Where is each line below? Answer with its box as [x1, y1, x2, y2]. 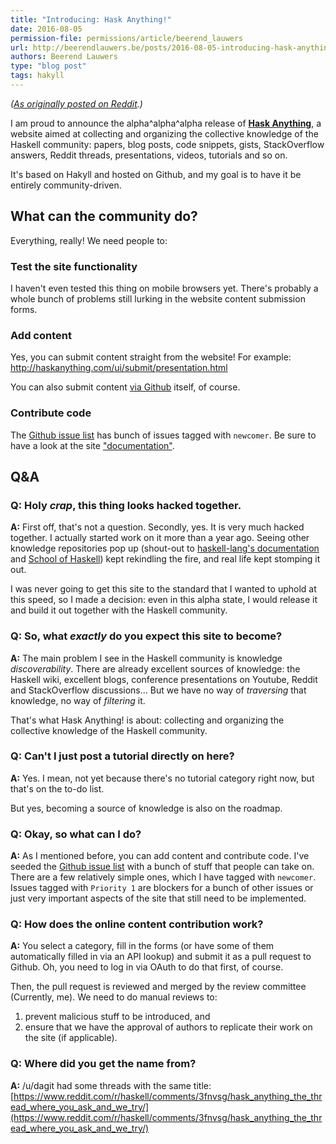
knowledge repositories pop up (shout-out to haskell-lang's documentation [10, 542, 320, 555]
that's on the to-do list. [10, 782, 105, 795]
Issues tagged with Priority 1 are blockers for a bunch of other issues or [10, 882, 314, 894]
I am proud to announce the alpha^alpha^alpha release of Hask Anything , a [10, 117, 322, 129]
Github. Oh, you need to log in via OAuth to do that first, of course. [10, 961, 284, 973]
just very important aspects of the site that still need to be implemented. [10, 892, 307, 905]
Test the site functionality [10, 259, 138, 273]
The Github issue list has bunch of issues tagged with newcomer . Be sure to [10, 429, 317, 441]
